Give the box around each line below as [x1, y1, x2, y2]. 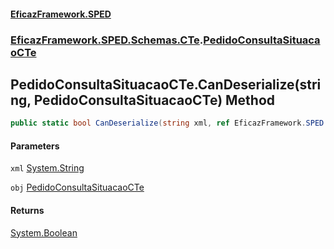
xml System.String [10, 162, 85, 174]
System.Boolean [10, 226, 78, 239]
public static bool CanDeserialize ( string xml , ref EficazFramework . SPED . [10, 118, 329, 129]
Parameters [10, 140, 60, 152]
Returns [10, 205, 45, 216]
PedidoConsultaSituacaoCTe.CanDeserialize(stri [10, 76, 322, 93]
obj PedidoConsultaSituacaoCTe [10, 181, 145, 194]
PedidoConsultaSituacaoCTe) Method [33, 91, 276, 109]
